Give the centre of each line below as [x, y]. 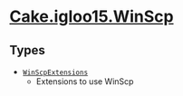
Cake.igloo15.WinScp [91, 17]
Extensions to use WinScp [85, 82]
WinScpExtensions [55, 72]
